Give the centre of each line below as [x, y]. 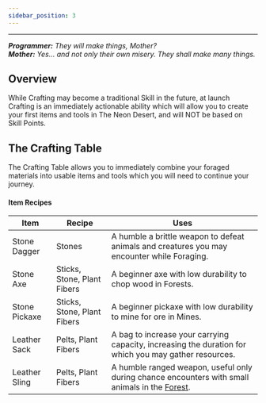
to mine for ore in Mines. [156, 317]
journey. [21, 184]
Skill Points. [27, 123]
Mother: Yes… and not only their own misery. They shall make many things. [132, 54]
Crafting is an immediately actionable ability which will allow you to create [128, 106]
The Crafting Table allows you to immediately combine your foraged [119, 167]
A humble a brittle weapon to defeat [178, 236]
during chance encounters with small [180, 378]
